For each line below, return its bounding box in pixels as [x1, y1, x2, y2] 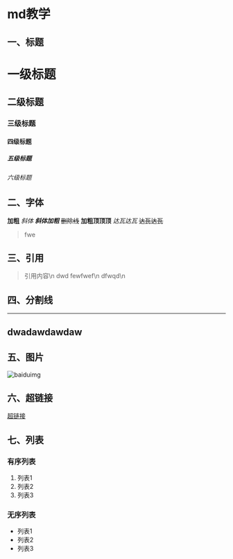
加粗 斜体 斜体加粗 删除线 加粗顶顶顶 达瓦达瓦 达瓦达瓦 [7, 216, 164, 225]
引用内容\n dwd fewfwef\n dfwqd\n [24, 272, 126, 280]
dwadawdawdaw [7, 326, 83, 338]
